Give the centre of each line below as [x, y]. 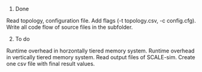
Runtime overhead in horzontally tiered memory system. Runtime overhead [101, 51]
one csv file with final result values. [51, 64]
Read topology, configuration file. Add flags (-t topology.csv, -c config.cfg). [101, 20]
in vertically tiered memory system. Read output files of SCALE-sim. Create [101, 57]
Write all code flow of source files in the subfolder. [70, 27]
